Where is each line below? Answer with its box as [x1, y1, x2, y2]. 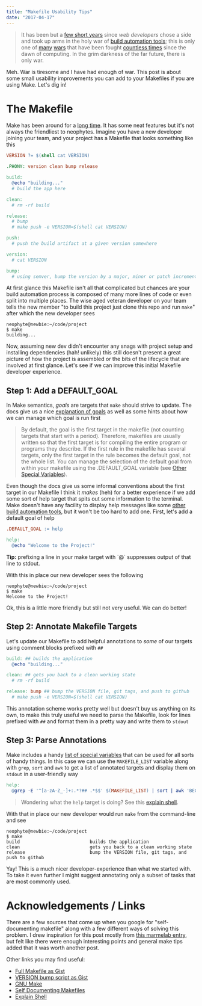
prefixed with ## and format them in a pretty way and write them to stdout [6, 717, 189, 725]
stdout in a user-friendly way [6, 770, 78, 777]
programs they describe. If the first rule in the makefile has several [20, 445, 186, 452]
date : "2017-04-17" [6, 14, 55, 20]
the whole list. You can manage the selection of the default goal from [20, 458, 192, 465]
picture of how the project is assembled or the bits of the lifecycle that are [6, 356, 189, 363]
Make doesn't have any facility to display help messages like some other [6, 502, 186, 509]
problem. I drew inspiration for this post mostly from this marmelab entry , [6, 931, 188, 939]
